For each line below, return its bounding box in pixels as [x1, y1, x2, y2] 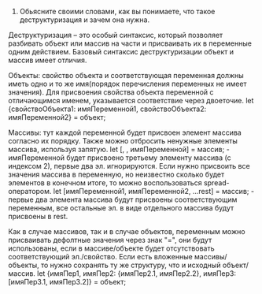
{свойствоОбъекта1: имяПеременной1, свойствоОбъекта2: [8, 104, 207, 114]
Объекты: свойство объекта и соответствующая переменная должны [8, 71, 244, 80]
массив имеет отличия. [8, 55, 87, 65]
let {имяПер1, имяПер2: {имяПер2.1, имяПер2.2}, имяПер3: [36, 269, 237, 278]
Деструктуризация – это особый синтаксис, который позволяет [8, 31, 223, 39]
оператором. [8, 187, 52, 195]
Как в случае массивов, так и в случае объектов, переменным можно [8, 227, 245, 236]
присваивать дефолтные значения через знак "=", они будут [8, 236, 212, 244]
